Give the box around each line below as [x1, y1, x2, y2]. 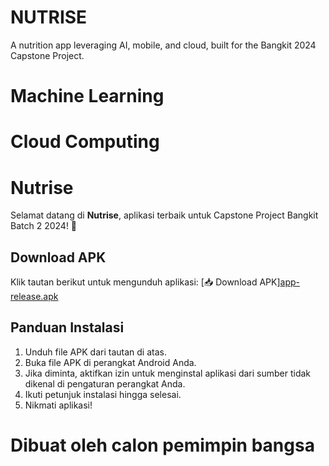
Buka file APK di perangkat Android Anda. [24, 356, 197, 368]
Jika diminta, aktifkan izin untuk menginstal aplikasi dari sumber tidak [24, 367, 312, 379]
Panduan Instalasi [10, 319, 125, 336]
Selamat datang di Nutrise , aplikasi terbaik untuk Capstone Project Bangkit [10, 209, 319, 221]
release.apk [10, 291, 59, 303]
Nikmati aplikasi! [24, 399, 93, 411]
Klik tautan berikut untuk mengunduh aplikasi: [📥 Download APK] [10, 276, 281, 288]
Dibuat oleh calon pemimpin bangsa [10, 434, 315, 457]
